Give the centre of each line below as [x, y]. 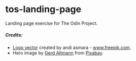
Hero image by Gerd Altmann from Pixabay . [58, 53]
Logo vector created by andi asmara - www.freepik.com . [72, 47]
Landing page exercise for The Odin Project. [52, 23]
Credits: [14, 35]
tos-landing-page [43, 9]
